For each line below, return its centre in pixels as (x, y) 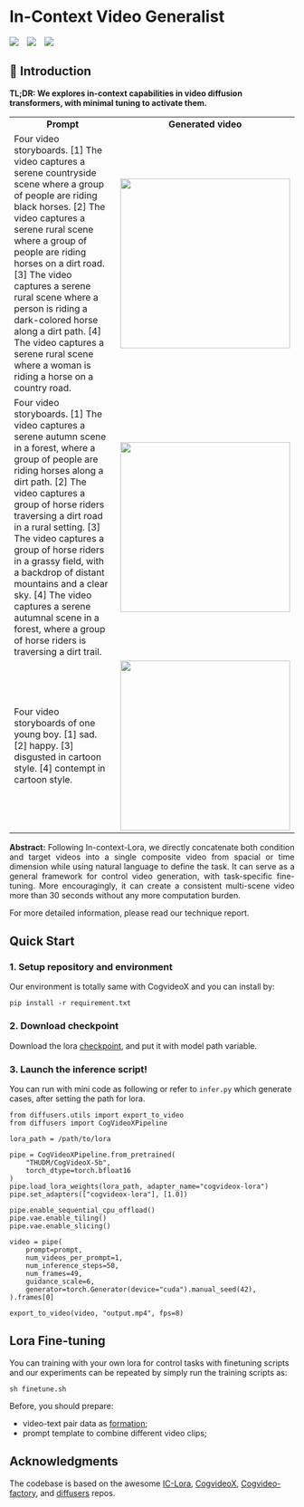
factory (23, 1493)
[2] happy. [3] (44, 745)
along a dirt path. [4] (57, 331)
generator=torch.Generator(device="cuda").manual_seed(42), (141, 1290)
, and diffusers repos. (76, 1493)
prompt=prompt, (54, 1250)
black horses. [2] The (60, 206)
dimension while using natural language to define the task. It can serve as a (152, 866)
